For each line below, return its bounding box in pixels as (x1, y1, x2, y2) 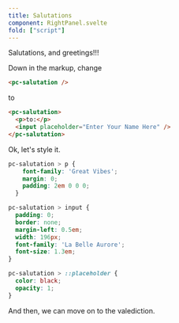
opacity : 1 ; (15, 284, 55, 292)
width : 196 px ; (15, 233, 62, 241)
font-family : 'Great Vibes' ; (22, 167, 118, 175)
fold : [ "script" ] (8, 26, 65, 34)
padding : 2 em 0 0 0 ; (22, 182, 90, 190)
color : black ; (15, 277, 62, 285)
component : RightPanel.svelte (8, 19, 108, 27)
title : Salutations (8, 11, 73, 20)
